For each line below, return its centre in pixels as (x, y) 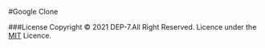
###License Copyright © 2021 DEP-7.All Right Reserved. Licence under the (132, 27)
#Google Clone (33, 12)
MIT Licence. (30, 36)
